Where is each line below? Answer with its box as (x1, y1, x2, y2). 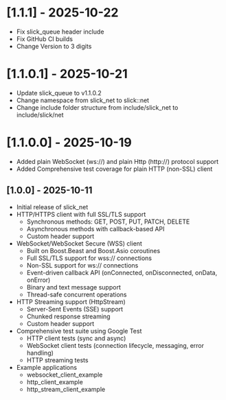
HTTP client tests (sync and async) (26, 334, 126, 342)
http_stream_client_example (26, 385, 106, 393)
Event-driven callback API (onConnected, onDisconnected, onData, (26, 268, 218, 277)
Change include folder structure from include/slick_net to (16, 103, 179, 111)
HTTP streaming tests (26, 355, 89, 364)
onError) (26, 276, 51, 284)
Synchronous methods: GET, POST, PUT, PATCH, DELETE (26, 217, 190, 226)
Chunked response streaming (26, 312, 111, 320)
